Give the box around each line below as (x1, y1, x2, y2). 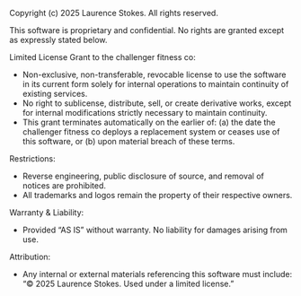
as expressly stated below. (9, 35, 108, 45)
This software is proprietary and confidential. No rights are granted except (9, 25, 285, 35)
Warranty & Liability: (9, 207, 84, 218)
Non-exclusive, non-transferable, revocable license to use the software (22, 69, 287, 80)
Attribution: (9, 251, 51, 262)
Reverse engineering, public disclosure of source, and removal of (22, 170, 265, 181)
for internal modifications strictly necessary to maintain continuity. (22, 108, 268, 118)
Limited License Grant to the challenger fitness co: (9, 52, 196, 62)
